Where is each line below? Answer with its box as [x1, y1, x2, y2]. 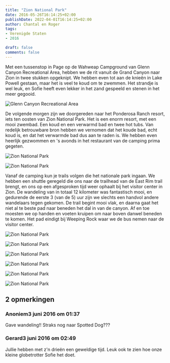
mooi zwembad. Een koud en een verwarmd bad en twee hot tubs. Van [5, 121, 154, 127]
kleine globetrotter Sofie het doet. [5, 352, 76, 358]
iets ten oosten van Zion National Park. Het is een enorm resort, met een [5, 116, 156, 122]
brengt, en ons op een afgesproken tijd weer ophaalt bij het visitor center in [5, 183, 163, 189]
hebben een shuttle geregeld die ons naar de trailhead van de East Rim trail [5, 178, 162, 184]
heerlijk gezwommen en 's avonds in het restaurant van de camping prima [5, 137, 160, 144]
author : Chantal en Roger [5, 21, 60, 27]
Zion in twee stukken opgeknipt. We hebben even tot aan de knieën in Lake [5, 74, 162, 80]
